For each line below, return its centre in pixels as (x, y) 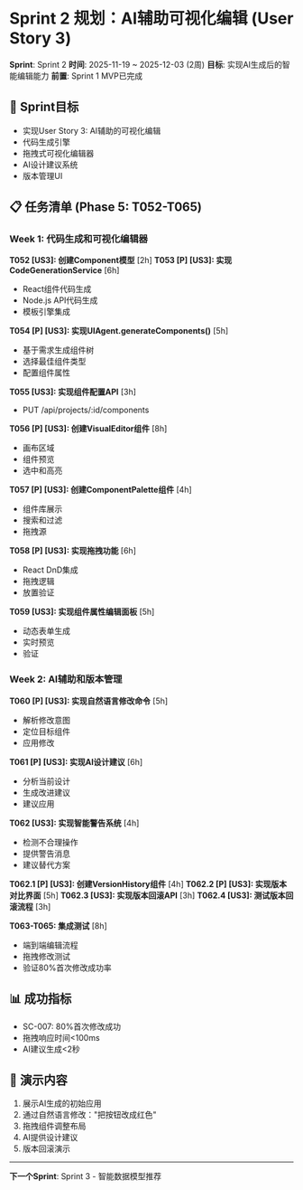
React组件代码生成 (57, 289)
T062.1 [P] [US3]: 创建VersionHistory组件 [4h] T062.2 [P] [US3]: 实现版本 (148, 883)
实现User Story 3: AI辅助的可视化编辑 (92, 130)
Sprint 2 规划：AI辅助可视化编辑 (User (151, 19)
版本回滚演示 (46, 1148)
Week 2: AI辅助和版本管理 (66, 679)
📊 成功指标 (41, 999)
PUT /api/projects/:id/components (86, 410)
